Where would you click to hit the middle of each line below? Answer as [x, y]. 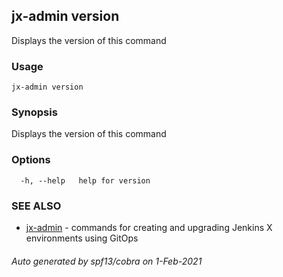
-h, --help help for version [85, 180]
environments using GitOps [82, 238]
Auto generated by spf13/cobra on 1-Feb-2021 [107, 261]
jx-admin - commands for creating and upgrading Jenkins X [149, 227]
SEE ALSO [36, 206]
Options [31, 160]
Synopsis [34, 112]
